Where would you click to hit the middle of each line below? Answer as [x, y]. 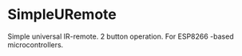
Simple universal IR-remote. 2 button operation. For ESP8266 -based [121, 36]
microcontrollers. [36, 44]
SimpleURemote [62, 15]
